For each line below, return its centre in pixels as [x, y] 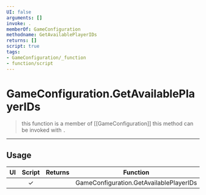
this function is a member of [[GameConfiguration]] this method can [107, 124]
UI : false [19, 12]
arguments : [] [25, 18]
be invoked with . [44, 130]
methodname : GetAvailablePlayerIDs [52, 35]
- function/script [30, 63]
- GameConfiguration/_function [46, 58]
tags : [13, 52]
